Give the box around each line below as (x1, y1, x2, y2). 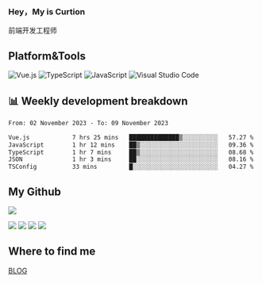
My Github (8, 185, 61, 198)
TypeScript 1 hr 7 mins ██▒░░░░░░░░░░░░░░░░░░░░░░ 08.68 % (8, 148, 254, 156)
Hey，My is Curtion (8, 6, 86, 17)
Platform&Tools (8, 49, 86, 63)
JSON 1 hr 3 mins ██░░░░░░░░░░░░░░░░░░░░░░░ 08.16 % (8, 155, 254, 163)
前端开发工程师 (8, 25, 57, 36)
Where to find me (8, 245, 96, 258)
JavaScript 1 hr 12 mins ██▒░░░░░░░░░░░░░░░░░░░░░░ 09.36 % (8, 140, 254, 149)
